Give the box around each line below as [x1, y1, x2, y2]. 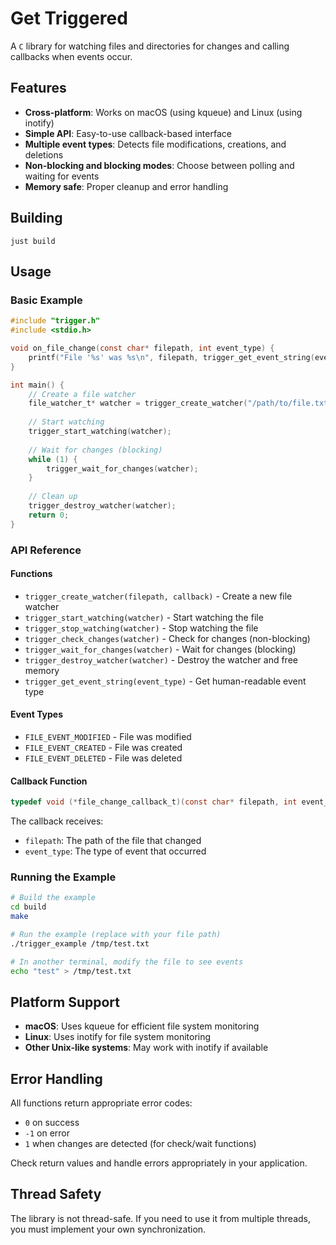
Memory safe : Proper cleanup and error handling [24, 180, 229, 192]
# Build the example [10, 893, 97, 903]
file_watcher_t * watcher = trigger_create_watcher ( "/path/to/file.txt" [28, 398, 333, 409]
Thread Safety [10, 1186, 102, 1203]
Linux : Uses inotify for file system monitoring [24, 1031, 212, 1043]
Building [10, 210, 63, 227]
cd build [10, 902, 47, 912]
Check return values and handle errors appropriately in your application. [10, 1157, 308, 1169]
